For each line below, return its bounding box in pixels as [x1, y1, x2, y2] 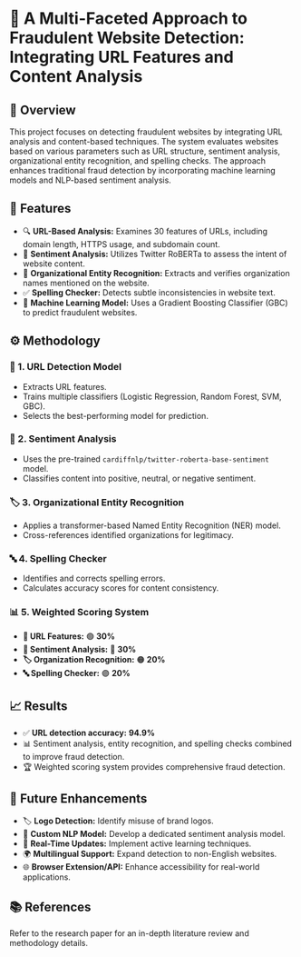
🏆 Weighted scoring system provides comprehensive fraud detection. [22, 761, 286, 772]
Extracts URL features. [22, 381, 107, 392]
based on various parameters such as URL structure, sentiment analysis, [9, 145, 281, 156]
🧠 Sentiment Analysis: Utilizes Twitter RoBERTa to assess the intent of [22, 248, 287, 259]
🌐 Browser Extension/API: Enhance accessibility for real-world [22, 862, 260, 872]
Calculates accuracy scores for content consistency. [22, 583, 219, 593]
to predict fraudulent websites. [22, 306, 138, 317]
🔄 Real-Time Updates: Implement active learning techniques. [22, 838, 252, 849]
